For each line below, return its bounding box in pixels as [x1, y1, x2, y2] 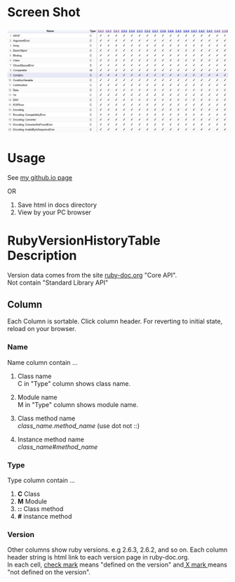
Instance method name [17, 435, 84, 444]
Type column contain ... [7, 476, 76, 484]
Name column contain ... [7, 358, 79, 366]
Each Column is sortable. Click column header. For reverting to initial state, [7, 317, 223, 325]
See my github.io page [7, 173, 72, 181]
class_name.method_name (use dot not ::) [17, 421, 140, 429]
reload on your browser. [7, 325, 76, 333]
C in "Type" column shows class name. [17, 379, 131, 387]
